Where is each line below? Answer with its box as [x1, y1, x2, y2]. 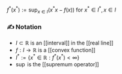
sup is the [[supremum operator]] [15, 61, 99, 68]
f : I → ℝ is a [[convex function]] [15, 46, 96, 54]
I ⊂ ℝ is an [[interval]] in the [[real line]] [15, 39, 114, 46]
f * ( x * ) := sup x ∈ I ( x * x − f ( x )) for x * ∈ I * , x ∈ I [7, 5, 117, 14]
